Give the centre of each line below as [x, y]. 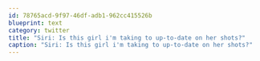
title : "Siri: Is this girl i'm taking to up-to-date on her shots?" [127, 38]
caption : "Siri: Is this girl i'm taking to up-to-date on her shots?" [130, 45]
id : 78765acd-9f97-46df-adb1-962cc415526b [80, 15]
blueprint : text [35, 23]
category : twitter [39, 30]
